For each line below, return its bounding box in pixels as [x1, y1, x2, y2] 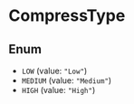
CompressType [8, 5, 126, 26]
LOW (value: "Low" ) [21, 65, 88, 76]
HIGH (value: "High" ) [21, 85, 96, 95]
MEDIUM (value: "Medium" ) [21, 75, 112, 86]
